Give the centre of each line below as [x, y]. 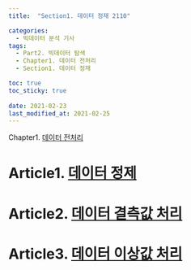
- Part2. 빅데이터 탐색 [51, 54]
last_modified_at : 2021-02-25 [59, 113]
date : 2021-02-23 [38, 106]
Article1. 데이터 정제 [73, 174]
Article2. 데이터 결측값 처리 [95, 213]
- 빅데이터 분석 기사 [45, 38]
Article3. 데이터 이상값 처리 [95, 254]
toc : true [25, 83]
